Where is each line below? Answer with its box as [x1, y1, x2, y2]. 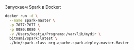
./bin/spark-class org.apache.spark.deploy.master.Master [9, 41, 130, 46]
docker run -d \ [5, 14, 38, 18]
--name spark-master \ [9, 18, 55, 23]
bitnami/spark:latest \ [9, 36, 57, 41]
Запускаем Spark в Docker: [5, 4, 62, 10]
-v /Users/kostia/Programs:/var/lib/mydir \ [9, 32, 101, 36]
